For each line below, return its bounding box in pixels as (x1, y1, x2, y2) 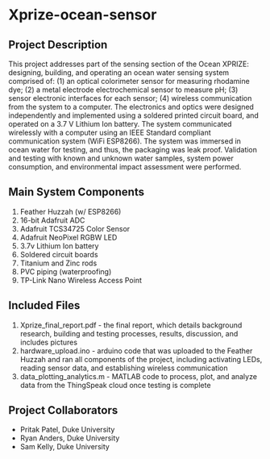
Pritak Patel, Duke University (19, 425, 115, 435)
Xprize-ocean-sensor (8, 6, 157, 24)
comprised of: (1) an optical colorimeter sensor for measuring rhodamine (8, 77, 250, 86)
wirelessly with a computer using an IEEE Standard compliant (8, 127, 211, 137)
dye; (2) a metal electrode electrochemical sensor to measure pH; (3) (8, 85, 239, 94)
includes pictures (19, 337, 78, 347)
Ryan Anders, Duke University (19, 433, 120, 443)
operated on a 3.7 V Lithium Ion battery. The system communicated (8, 119, 232, 128)
